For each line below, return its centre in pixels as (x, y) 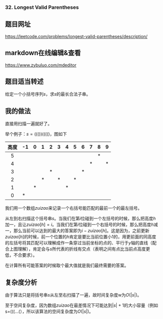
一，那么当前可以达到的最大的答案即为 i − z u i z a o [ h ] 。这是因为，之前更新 (77, 231)
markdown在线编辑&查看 (43, 53)
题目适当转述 (24, 81)
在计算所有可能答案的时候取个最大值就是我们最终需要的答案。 (67, 265)
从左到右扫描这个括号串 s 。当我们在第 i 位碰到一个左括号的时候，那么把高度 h (81, 219)
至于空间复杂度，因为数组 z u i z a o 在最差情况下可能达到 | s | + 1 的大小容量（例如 (81, 305)
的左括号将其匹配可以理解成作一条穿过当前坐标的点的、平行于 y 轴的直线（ (79, 243)
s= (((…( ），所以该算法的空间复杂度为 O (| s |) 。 (49, 311)
